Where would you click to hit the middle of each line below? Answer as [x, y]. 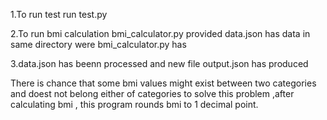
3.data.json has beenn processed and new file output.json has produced [159, 63]
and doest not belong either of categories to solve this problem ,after [152, 93]
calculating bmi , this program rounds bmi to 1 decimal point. [134, 104]
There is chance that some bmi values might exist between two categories [163, 83]
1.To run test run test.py [59, 14]
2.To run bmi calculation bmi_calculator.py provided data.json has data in [160, 33]
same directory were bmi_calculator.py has [98, 44]
